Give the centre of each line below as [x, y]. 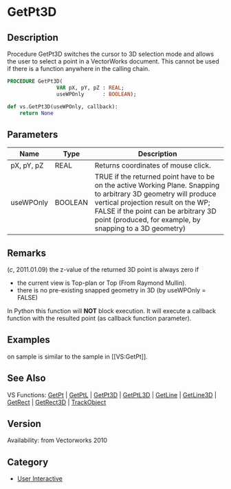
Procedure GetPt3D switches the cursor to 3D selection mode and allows [111, 54]
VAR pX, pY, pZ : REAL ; [90, 88]
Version [24, 424]
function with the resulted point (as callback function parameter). [99, 318]
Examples [29, 340]
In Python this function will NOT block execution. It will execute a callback [112, 311]
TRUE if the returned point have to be [155, 177]
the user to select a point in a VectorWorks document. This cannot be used [113, 61]
